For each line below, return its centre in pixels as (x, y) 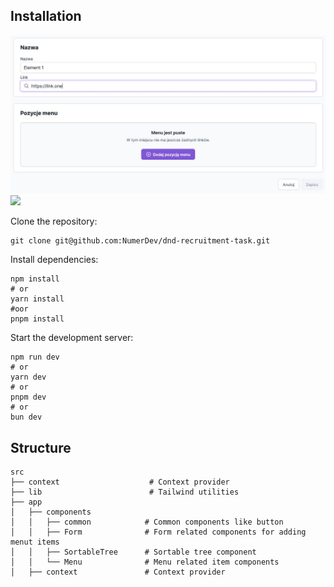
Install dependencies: (54, 260)
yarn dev (28, 377)
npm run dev (35, 357)
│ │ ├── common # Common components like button (147, 522)
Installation (46, 16)
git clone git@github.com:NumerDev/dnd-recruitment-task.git (140, 241)
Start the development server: (72, 338)
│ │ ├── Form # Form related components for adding (158, 532)
